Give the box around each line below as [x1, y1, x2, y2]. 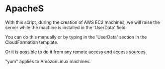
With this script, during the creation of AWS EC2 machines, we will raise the [5, 19, 160, 25]
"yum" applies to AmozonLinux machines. [5, 58, 91, 64]
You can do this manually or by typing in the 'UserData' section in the [5, 34, 147, 40]
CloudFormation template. [5, 39, 59, 45]
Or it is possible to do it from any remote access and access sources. [5, 49, 147, 55]
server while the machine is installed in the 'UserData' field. [5, 24, 127, 30]
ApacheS [5, 3, 44, 14]
